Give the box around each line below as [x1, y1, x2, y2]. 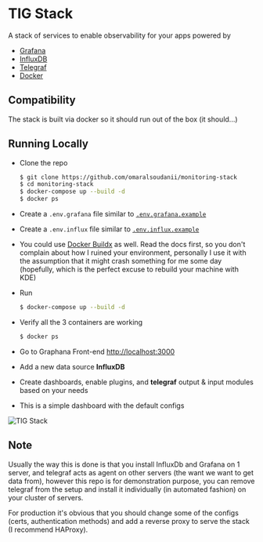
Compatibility [8, 93, 76, 107]
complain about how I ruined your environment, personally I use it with [19, 248, 247, 257]
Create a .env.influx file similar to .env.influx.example [19, 224, 200, 234]
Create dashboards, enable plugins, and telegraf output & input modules [19, 377, 254, 387]
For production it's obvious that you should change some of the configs [8, 507, 239, 518]
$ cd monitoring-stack [19, 180, 94, 188]
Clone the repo [19, 158, 68, 167]
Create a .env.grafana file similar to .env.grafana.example [19, 209, 207, 219]
